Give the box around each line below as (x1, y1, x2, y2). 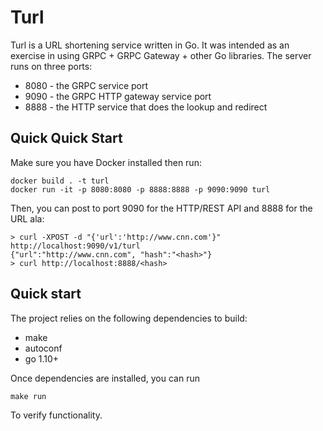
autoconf (24, 342, 63, 354)
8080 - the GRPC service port (24, 79, 149, 91)
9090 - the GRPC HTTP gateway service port (24, 90, 212, 102)
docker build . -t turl (10, 176, 110, 186)
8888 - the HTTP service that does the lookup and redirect (24, 101, 268, 113)
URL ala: (10, 212, 45, 225)
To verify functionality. (10, 409, 103, 421)
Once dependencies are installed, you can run (10, 372, 200, 384)
